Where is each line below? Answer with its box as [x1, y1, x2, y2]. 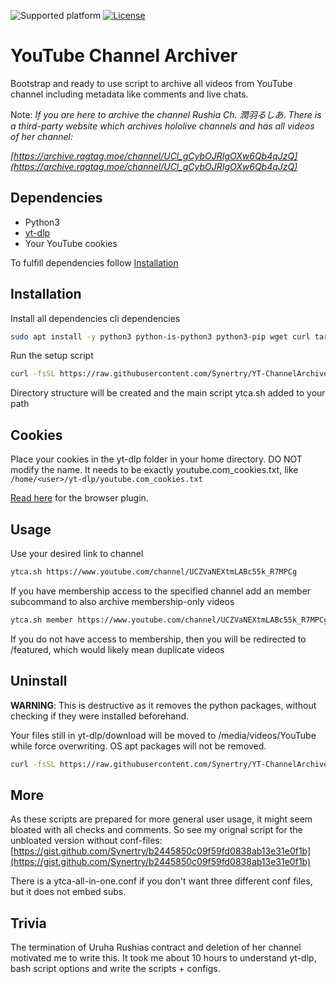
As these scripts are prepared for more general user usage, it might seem [10, 813, 313, 825]
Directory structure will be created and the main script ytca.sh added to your [10, 387, 326, 399]
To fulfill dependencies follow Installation [10, 256, 179, 269]
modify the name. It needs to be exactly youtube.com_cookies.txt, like [10, 464, 299, 476]
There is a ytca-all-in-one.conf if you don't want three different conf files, [10, 875, 313, 887]
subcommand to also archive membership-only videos [10, 595, 235, 607]
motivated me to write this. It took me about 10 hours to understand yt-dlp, [10, 952, 317, 964]
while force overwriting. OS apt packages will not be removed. [10, 740, 267, 752]
